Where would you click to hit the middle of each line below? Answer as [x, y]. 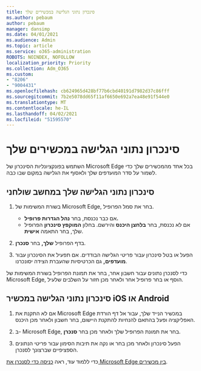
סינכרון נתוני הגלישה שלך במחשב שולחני [80, 192]
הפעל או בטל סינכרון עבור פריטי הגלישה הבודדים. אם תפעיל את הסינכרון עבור [104, 255]
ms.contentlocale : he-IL [38, 108]
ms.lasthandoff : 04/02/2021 [42, 114]
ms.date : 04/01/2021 [32, 35]
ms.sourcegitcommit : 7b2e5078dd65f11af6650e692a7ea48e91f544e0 [88, 97]
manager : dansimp [28, 29]
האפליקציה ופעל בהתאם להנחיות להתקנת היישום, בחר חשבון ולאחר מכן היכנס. [105, 319]
